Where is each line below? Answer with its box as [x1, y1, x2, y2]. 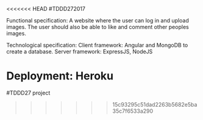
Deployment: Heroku [6, 69, 114, 83]
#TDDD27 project [6, 89, 51, 96]
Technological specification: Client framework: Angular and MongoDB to [6, 42, 188, 48]
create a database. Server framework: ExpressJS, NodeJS [6, 48, 153, 55]
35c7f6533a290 [112, 107, 154, 115]
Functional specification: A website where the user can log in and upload [6, 17, 189, 24]
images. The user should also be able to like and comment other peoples [6, 24, 189, 30]
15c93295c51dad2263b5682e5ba [112, 101, 198, 108]
